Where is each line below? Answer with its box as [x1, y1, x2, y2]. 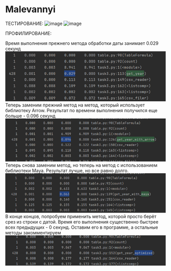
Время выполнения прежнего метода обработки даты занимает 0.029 [5, 40, 159, 46]
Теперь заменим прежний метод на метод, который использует [5, 102, 145, 108]
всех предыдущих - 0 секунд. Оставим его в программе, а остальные [5, 224, 158, 230]
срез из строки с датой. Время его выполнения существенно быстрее [5, 219, 159, 225]
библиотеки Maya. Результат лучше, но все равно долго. [5, 167, 129, 174]
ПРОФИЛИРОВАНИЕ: [5, 30, 52, 36]
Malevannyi [5, 4, 56, 15]
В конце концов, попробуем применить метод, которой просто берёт [5, 213, 157, 220]
